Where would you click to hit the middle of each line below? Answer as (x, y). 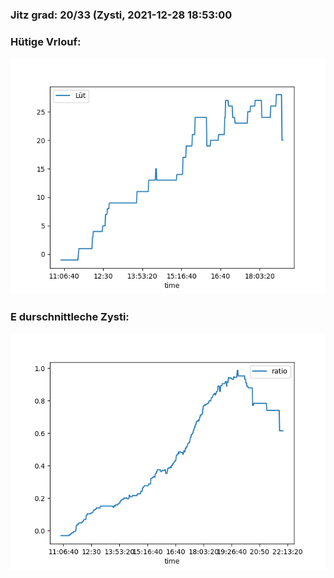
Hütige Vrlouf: (46, 41)
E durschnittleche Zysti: (70, 317)
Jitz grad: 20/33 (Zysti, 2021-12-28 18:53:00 (121, 15)
